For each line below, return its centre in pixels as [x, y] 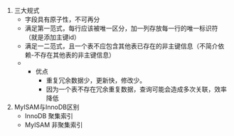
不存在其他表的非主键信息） [75, 55]
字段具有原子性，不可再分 [62, 19]
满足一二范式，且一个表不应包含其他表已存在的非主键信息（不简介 [121, 46]
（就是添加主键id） [52, 37]
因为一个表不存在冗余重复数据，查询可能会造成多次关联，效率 [137, 89]
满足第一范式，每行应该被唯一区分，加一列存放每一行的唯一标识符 [121, 28]
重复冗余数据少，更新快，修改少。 [96, 80]
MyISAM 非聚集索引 [54, 125]
